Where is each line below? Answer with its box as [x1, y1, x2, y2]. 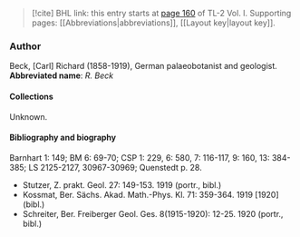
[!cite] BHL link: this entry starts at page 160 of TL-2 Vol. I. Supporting [31, 8, 292, 18]
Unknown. [9, 111, 48, 122]
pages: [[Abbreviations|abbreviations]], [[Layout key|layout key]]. [31, 17, 276, 28]
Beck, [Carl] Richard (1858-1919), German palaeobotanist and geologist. [9, 61, 278, 72]
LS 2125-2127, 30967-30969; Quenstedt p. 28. [28, 162, 202, 173]
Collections [9, 91, 54, 102]
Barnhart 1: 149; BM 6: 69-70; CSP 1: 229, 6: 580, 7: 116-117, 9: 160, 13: [9, 152, 270, 163]
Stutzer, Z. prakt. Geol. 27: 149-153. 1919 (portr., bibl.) [22, 179, 222, 190]
